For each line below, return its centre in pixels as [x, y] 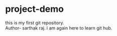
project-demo [35, 9]
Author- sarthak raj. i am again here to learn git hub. [59, 28]
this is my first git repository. [35, 23]
